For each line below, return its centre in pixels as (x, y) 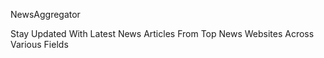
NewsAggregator (45, 14)
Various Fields (39, 44)
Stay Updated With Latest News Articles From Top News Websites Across (162, 33)
